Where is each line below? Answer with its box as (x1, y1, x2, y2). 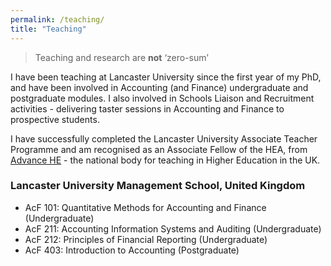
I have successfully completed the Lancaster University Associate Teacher (10, 132, 318, 145)
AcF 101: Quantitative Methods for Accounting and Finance (24, 201, 267, 213)
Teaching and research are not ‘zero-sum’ (34, 51, 209, 63)
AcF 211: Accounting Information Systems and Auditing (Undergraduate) (24, 222, 322, 235)
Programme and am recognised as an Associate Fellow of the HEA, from (10, 143, 308, 155)
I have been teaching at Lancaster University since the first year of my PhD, (10, 71, 322, 83)
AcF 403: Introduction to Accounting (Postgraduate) (24, 244, 240, 256)
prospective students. (10, 113, 100, 125)
